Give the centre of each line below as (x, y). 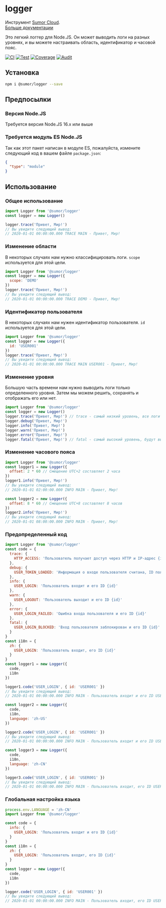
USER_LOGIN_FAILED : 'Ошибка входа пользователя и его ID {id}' (81, 614)
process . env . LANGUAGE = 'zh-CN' (38, 810)
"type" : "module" (27, 167)
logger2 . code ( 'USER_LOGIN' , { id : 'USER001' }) (55, 732)
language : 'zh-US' (29, 719)
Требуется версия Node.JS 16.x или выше (49, 124)
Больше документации (29, 27)
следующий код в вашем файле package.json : (53, 153)
